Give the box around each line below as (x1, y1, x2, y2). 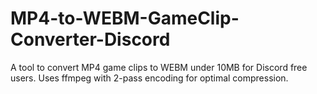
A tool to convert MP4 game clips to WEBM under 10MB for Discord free (10, 61, 308, 73)
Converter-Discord (10, 28, 171, 51)
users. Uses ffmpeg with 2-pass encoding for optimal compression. (10, 72, 289, 84)
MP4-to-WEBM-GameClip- (10, 7, 240, 30)
